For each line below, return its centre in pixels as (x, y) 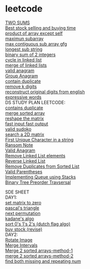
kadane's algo (19, 218)
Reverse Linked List (25, 161)
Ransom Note (19, 145)
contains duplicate (24, 108)
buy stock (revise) (24, 229)
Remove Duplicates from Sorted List (42, 166)
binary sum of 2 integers (30, 54)
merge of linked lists (26, 65)
